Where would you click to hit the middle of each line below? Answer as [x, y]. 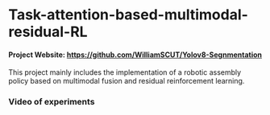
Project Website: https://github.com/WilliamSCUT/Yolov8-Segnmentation [135, 55]
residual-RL [48, 32]
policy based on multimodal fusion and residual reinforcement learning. [127, 81]
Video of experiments [52, 102]
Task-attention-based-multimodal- [128, 15]
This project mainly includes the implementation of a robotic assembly [125, 72]
